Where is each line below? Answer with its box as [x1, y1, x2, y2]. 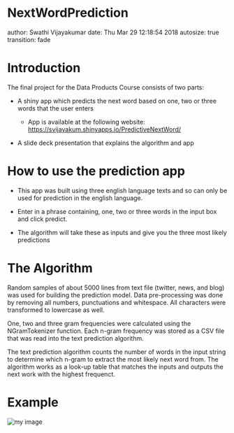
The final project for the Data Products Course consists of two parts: [7, 83, 205, 92]
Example [7, 394, 59, 410]
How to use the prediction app [7, 163, 185, 179]
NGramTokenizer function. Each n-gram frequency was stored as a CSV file [7, 327, 225, 335]
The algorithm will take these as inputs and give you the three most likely [17, 228, 227, 236]
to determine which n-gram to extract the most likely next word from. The [7, 355, 219, 363]
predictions [17, 236, 50, 244]
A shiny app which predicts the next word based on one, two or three [17, 97, 217, 105]
